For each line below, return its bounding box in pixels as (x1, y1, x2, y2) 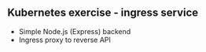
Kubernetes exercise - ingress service (7, 6, 199, 19)
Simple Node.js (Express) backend (18, 26, 131, 36)
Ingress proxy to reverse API (18, 35, 112, 44)
